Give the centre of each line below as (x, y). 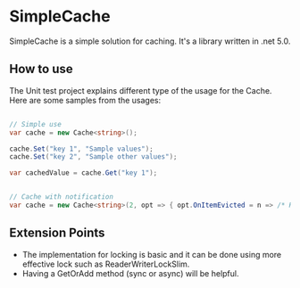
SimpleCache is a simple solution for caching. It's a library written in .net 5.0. (150, 41)
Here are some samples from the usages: (85, 100)
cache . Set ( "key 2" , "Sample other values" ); (93, 157)
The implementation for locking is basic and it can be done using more (152, 254)
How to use (41, 69)
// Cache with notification (62, 197)
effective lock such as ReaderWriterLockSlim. (106, 264)
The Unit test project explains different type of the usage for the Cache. (141, 90)
